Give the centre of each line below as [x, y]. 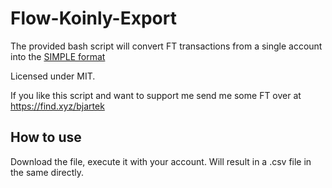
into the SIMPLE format [58, 56]
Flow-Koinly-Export [93, 18]
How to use [46, 137]
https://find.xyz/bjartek [57, 106]
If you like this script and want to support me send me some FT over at [156, 95]
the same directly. [47, 172]
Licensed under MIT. [53, 76]
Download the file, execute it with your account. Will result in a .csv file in [161, 161]
